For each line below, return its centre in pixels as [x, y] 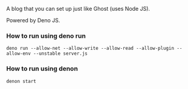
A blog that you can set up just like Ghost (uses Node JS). [78, 9]
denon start [21, 81]
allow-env [19, 54]
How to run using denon [42, 69]
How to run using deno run [46, 35]
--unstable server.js [60, 54]
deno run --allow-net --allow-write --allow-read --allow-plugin [90, 48]
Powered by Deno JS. [33, 20]
